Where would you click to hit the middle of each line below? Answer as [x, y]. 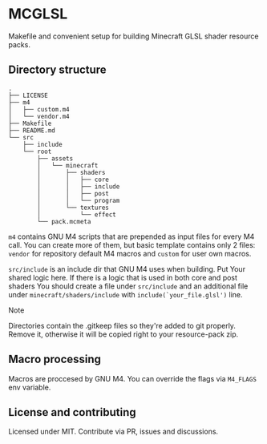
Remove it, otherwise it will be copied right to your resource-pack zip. [123, 334]
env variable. [30, 387]
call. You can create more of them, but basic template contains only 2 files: [132, 244]
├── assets [55, 158]
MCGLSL [38, 14]
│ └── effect [77, 214]
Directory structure [57, 70]
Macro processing [55, 359]
